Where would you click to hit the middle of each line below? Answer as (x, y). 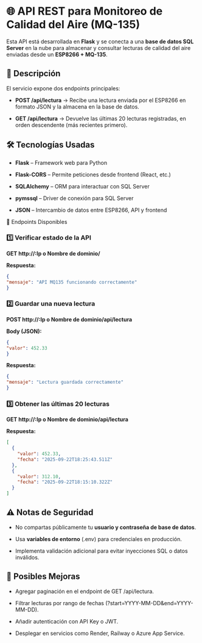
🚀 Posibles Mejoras (43, 577)
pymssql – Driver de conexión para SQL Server (74, 198)
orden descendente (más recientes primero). (71, 125)
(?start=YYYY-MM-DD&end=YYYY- (149, 603)
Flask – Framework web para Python (61, 162)
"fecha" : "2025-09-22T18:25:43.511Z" (65, 459)
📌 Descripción (33, 74)
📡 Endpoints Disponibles (37, 221)
